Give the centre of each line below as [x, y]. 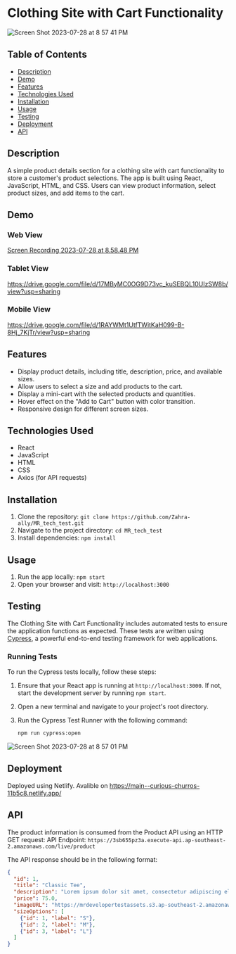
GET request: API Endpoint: [47, 839]
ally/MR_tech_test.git [51, 523]
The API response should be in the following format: [83, 859]
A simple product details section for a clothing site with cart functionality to [116, 170]
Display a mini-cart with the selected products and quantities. [106, 394]
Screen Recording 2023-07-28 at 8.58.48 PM [73, 250]
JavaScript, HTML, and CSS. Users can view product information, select [112, 185]
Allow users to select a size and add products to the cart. [100, 386]
